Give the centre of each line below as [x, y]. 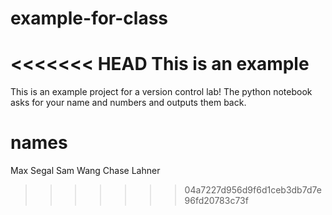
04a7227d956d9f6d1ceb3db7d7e [253, 190]
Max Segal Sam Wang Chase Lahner [85, 171]
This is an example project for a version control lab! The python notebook [161, 92]
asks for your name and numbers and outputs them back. [128, 103]
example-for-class [89, 18]
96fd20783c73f [216, 201]
